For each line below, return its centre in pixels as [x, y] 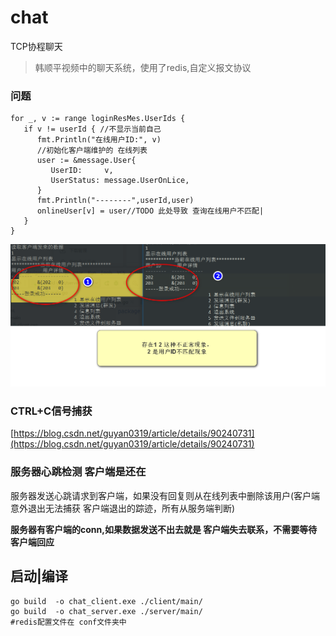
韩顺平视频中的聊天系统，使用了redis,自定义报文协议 [143, 67]
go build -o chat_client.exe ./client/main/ [106, 601]
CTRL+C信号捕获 [51, 411]
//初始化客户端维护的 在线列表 [92, 151]
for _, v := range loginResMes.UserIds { [98, 119]
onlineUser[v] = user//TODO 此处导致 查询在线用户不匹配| [150, 211]
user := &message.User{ [86, 161]
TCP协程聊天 [36, 46]
